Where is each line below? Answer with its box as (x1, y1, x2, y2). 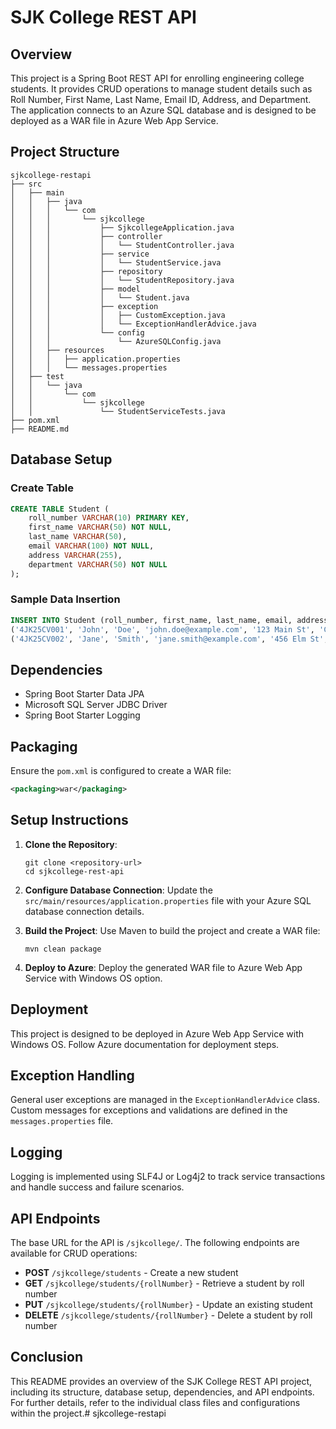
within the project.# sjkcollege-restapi (10, 1407, 167, 1419)
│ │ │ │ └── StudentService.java (10, 257, 222, 268)
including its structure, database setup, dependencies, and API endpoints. (10, 1386, 315, 1398)
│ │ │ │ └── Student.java (10, 292, 190, 303)
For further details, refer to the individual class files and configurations (10, 1396, 301, 1408)
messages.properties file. (10, 1115, 114, 1127)
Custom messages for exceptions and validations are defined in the (10, 1104, 288, 1116)
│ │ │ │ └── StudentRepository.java (10, 275, 235, 285)
